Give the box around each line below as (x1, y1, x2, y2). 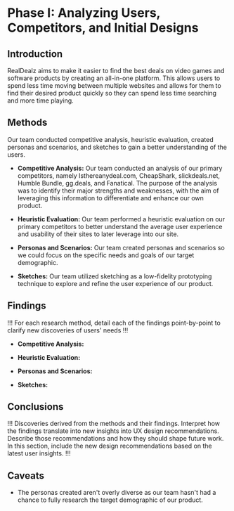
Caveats (7, 470, 44, 481)
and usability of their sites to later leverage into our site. (17, 230, 179, 238)
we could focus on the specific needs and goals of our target (17, 251, 195, 259)
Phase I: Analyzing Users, (7, 5, 160, 21)
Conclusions (7, 401, 64, 413)
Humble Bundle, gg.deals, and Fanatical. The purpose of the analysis (17, 179, 218, 187)
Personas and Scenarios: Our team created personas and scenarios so (17, 243, 225, 252)
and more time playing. (7, 96, 74, 105)
